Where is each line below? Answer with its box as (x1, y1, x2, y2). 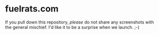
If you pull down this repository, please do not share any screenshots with (5, 19, 154, 25)
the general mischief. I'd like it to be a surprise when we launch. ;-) (5, 24, 139, 30)
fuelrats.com (5, 3, 59, 14)
